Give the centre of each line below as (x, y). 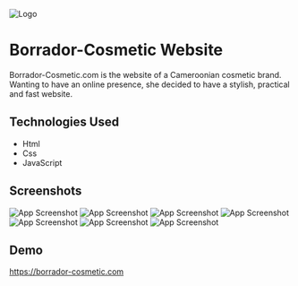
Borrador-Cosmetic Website (116, 50)
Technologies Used (64, 122)
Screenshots (46, 191)
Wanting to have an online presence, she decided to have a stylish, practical (149, 84)
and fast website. (41, 93)
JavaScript (42, 162)
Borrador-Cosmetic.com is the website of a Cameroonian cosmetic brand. (145, 74)
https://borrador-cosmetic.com (67, 272)
